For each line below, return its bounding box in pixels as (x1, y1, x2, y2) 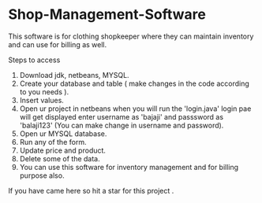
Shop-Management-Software (8, 6, 207, 24)
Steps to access (8, 55, 61, 65)
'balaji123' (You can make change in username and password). (19, 120, 224, 130)
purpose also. (19, 171, 65, 180)
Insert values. (19, 95, 65, 105)
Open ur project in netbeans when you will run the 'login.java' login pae (19, 104, 252, 113)
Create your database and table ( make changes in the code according (19, 79, 250, 88)
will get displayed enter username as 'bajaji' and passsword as (19, 112, 223, 121)
